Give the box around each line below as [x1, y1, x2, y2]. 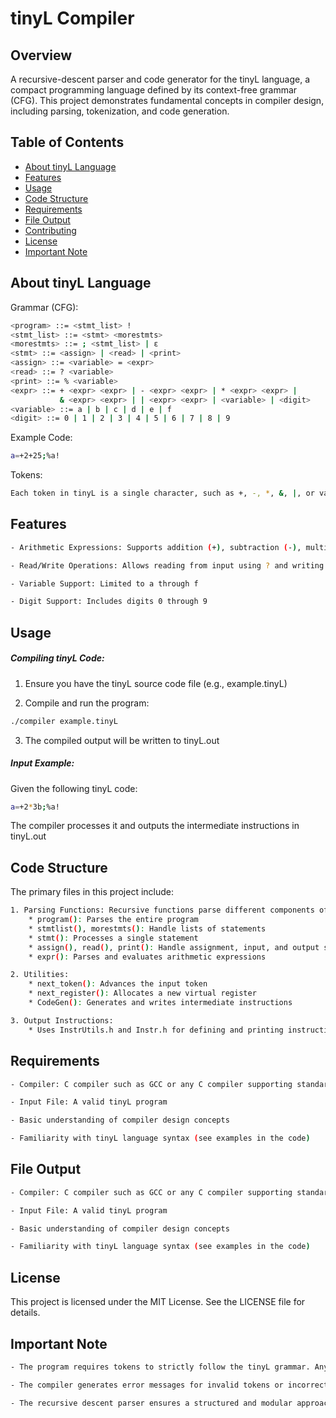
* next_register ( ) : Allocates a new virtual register [28, 988, 257, 999]
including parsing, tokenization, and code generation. [10, 105, 230, 117]
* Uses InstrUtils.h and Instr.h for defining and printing [28, 1025, 284, 1035]
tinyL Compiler [10, 7, 135, 30]
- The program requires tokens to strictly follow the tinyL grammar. [10, 1362, 311, 1372]
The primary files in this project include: [10, 886, 175, 898]
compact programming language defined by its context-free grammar [10, 84, 298, 96]
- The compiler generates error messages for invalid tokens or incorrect [10, 1380, 329, 1390]
